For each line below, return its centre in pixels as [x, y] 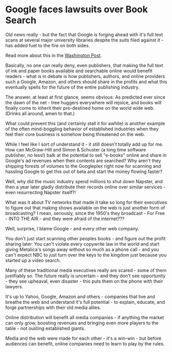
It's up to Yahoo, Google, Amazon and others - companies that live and [80, 297]
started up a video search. [33, 260]
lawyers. [14, 286]
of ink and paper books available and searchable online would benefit [79, 71]
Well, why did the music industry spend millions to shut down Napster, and [84, 181]
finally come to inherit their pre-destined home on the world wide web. [80, 108]
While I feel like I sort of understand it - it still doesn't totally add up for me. [84, 144]
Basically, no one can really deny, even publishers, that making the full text [84, 65]
